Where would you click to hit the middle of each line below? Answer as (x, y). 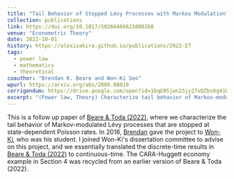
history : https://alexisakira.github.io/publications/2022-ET (99, 46)
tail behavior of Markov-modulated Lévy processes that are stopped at (109, 125)
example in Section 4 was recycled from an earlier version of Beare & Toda (114, 161)
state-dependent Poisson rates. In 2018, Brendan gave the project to (105, 132)
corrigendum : (26, 91)
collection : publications (45, 20)
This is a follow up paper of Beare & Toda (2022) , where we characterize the (117, 117)
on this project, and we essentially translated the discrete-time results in (111, 147)
